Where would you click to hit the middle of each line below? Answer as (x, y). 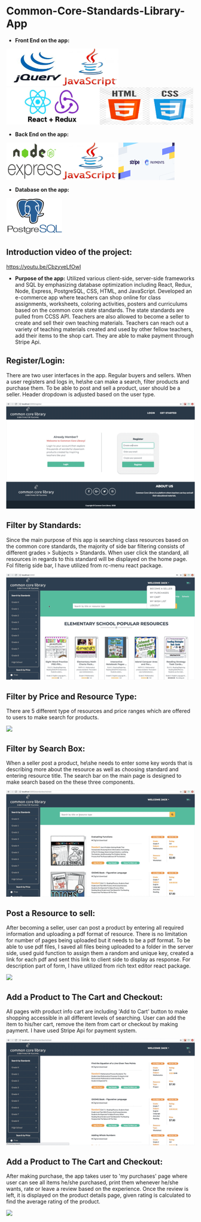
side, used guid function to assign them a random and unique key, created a (100, 953)
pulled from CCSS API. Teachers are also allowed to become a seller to (102, 316)
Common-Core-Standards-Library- (96, 11)
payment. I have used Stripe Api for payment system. (72, 1030)
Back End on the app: (42, 134)
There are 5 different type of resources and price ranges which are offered (98, 711)
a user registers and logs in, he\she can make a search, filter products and (98, 381)
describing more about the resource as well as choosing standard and (92, 769)
